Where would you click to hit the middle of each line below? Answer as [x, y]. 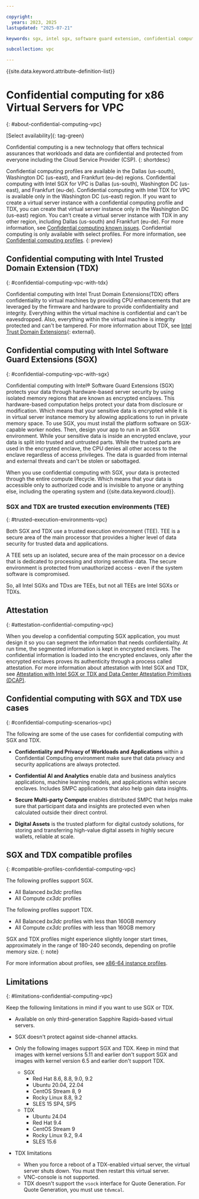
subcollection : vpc [30, 49]
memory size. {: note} [33, 952]
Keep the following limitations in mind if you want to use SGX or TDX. [90, 1008]
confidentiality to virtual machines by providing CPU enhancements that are [98, 300]
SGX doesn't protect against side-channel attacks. [76, 1037]
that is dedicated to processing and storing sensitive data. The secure [91, 561]
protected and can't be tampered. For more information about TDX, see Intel [99, 325]
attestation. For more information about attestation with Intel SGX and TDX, [97, 668]
